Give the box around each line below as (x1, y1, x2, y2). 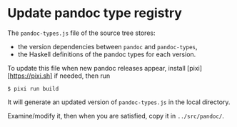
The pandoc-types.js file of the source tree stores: (7, 29, 156, 37)
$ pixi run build (7, 85, 59, 92)
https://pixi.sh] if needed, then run (9, 71, 111, 80)
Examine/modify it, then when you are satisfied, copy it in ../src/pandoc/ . (7, 111, 225, 120)
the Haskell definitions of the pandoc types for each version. (17, 50, 196, 59)
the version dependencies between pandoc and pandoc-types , (17, 42, 198, 51)
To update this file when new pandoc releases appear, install (7, 63, 186, 72)
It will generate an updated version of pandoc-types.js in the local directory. (7, 98, 231, 106)
